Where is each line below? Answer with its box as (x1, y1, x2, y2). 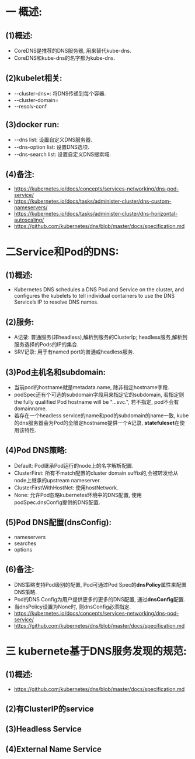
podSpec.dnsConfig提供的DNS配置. (13, 499, 100, 506)
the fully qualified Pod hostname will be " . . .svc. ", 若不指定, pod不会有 (13, 399, 179, 406)
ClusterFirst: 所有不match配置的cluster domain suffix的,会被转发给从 (13, 469, 179, 476)
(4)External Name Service (5, 744, 102, 754)
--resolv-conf (13, 103, 47, 110)
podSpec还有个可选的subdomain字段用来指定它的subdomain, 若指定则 (13, 391, 184, 399)
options (13, 546, 33, 553)
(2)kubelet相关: (5, 73, 62, 83)
